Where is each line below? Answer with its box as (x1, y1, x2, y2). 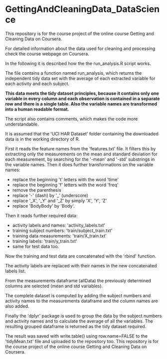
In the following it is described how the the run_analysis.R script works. (5, 60, 151, 66)
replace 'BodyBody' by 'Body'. (12, 203, 75, 209)
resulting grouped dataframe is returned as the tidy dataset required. (5, 323, 147, 329)
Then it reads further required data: (5, 213, 78, 219)
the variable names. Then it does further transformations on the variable (5, 161, 154, 167)
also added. (5, 303, 29, 309)
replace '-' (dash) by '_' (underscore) (12, 192, 89, 198)
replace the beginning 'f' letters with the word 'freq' (12, 182, 119, 188)
